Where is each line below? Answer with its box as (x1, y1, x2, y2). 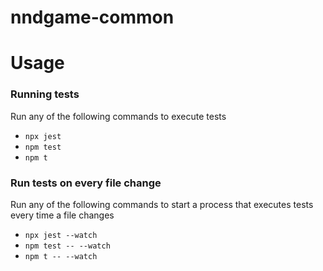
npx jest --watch (24, 230, 98, 240)
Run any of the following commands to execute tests (10, 110, 227, 122)
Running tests (10, 87, 80, 101)
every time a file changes (10, 209, 115, 221)
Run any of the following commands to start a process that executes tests (10, 198, 314, 210)
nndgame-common (10, 6, 175, 29)
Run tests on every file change (10, 176, 162, 190)
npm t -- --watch (24, 251, 98, 261)
